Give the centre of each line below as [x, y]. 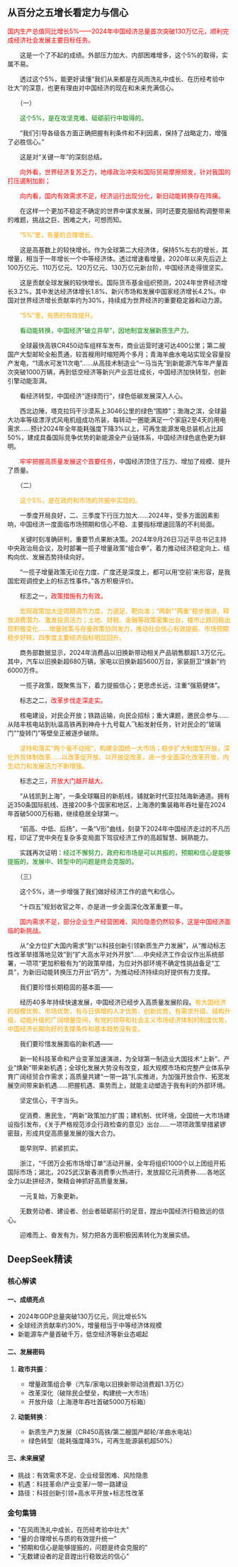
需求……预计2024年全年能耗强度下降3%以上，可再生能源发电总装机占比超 [115, 428]
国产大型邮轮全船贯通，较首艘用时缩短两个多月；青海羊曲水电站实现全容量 [116, 354]
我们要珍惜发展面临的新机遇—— [66, 1044]
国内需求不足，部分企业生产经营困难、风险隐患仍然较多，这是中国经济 [122, 921]
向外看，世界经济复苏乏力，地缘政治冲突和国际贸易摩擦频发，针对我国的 [125, 171]
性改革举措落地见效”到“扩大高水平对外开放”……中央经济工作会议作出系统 [113, 954]
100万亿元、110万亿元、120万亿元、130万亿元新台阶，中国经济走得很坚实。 [117, 267]
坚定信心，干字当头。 [51, 1100]
